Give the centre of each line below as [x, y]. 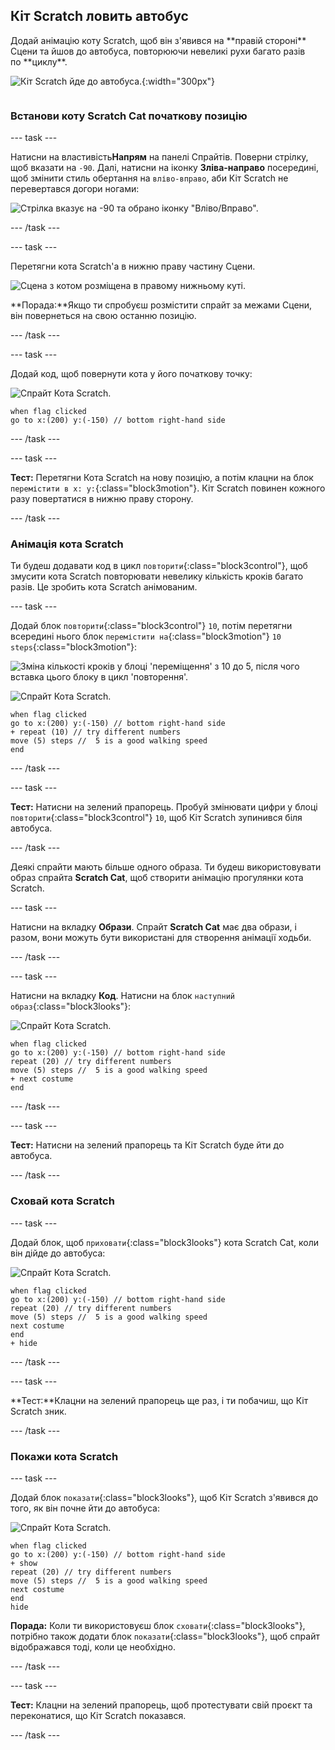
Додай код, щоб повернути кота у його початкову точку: [131, 374]
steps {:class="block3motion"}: [74, 647]
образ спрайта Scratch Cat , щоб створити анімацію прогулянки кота [157, 878]
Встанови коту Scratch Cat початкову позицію [129, 116]
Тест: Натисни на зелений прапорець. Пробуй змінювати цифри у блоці [164, 807]
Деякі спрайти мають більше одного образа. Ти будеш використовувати [166, 867]
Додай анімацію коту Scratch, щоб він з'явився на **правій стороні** [158, 40]
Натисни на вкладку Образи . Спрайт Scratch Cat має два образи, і [153, 927]
